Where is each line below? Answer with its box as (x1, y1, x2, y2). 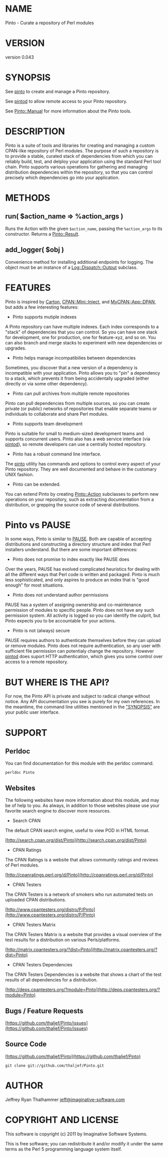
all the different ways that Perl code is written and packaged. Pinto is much (5, 571, 160, 577)
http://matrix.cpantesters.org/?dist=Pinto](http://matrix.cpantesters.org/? (7, 947, 158, 953)
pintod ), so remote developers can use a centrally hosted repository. (5, 441, 147, 447)
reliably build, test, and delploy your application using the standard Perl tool (5, 158, 161, 164)
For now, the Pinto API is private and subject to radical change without (5, 693, 150, 699)
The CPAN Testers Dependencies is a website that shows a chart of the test (5, 971, 162, 977)
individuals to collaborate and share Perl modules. (5, 411, 109, 417)
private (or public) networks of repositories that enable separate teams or (5, 406, 157, 412)
